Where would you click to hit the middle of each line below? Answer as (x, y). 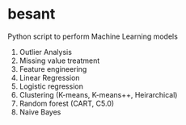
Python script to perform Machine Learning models (93, 36)
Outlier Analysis (45, 52)
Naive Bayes (40, 112)
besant (32, 14)
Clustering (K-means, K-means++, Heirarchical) (98, 94)
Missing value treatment (59, 60)
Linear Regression (49, 77)
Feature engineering (53, 69)
